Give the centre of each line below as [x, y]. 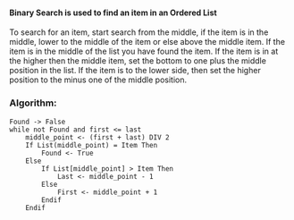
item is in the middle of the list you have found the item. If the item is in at [144, 51]
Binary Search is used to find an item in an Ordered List [113, 13]
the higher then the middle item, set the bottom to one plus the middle [138, 61]
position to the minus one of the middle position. [98, 80]
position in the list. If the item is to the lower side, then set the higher [135, 71]
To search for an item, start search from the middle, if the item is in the [139, 32]
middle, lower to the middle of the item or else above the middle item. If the [147, 42]
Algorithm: [33, 103]
